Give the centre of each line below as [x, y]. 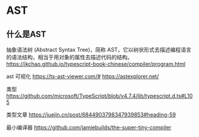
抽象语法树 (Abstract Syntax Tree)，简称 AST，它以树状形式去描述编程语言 [99, 50]
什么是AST [26, 34]
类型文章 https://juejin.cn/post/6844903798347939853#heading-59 [91, 114]
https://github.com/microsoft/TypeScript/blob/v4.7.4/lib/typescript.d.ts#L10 [99, 96]
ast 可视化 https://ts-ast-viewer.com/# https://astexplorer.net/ [83, 76]
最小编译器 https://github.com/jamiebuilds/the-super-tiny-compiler [89, 127]
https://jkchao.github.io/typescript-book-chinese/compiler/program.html [96, 64]
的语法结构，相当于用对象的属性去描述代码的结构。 [69, 57]
